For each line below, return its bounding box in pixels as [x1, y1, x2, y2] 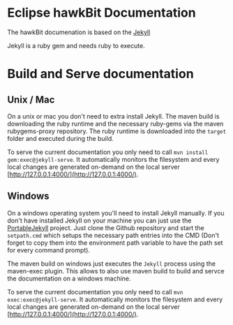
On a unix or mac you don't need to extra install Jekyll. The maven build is [7, 112, 220, 120]
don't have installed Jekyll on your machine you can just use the [7, 216, 192, 225]
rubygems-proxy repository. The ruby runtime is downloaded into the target [7, 127, 227, 135]
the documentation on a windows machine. [7, 274, 131, 282]
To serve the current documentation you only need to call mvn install [7, 148, 209, 156]
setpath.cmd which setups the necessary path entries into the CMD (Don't [7, 231, 220, 239]
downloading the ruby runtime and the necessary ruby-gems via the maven [7, 119, 224, 128]
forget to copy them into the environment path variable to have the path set [7, 239, 223, 247]
